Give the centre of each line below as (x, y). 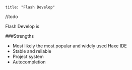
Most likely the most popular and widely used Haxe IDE (70, 46)
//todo (12, 17)
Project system (28, 56)
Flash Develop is (22, 26)
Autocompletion (29, 62)
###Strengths (20, 36)
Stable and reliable (32, 51)
